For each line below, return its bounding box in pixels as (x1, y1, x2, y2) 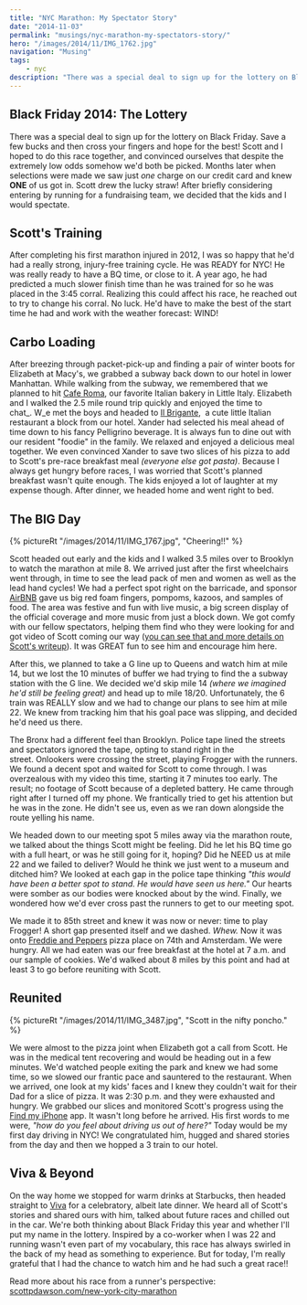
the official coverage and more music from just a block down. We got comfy (9, 611, 295, 622)
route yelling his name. (9, 812, 95, 822)
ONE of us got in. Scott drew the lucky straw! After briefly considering (9, 179, 273, 190)
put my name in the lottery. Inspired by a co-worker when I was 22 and (9, 1228, 276, 1239)
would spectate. (9, 198, 70, 210)
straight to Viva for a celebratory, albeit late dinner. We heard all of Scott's (9, 1199, 288, 1211)
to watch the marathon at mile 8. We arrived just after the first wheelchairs (9, 563, 290, 574)
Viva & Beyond (9, 1166, 94, 1182)
